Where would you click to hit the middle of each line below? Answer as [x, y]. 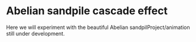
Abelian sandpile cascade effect [87, 11]
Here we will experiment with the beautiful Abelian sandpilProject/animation [98, 27]
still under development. [35, 33]
